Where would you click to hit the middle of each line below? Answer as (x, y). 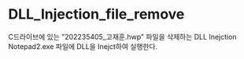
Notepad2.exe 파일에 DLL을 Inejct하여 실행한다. (83, 46)
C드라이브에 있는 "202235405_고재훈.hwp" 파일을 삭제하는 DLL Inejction (123, 36)
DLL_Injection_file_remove (96, 14)
